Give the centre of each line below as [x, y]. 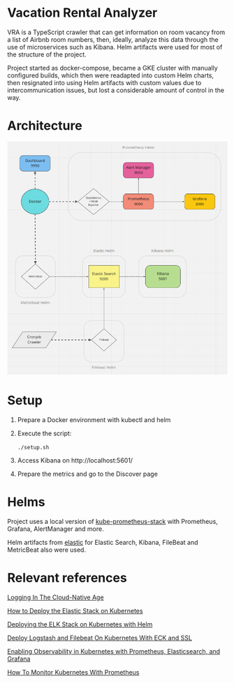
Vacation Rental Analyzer [82, 13]
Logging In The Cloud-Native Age [56, 597]
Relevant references [67, 578]
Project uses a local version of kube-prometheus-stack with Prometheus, [112, 522]
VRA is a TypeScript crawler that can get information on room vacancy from [116, 32]
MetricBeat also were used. [46, 550]
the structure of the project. [47, 54]
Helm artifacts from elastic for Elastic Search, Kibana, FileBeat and [103, 543]
